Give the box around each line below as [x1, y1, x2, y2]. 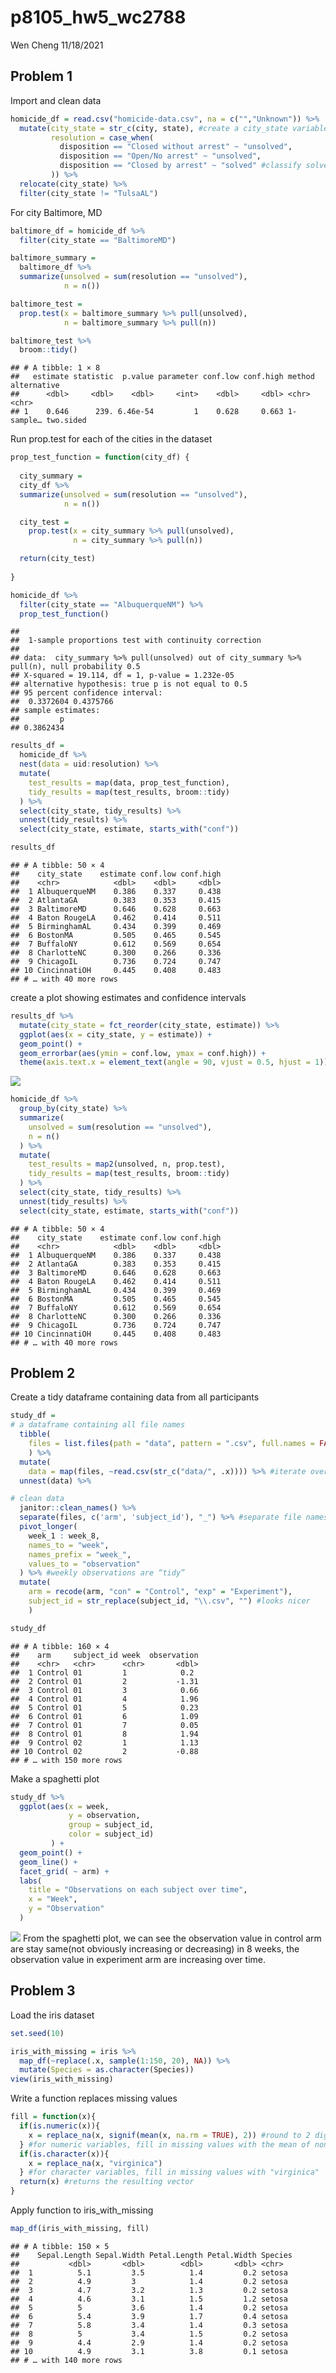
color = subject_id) [68, 1829, 155, 1840]
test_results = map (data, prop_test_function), [28, 777, 230, 788]
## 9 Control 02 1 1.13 [10, 1737, 199, 1748]
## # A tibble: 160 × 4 [10, 1641, 110, 1651]
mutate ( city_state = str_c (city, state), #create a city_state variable [19, 123, 329, 133]
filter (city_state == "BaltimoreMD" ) [19, 235, 177, 245]
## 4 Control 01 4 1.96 [10, 1694, 199, 1704]
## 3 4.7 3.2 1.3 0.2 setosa [10, 2285, 288, 2295]
